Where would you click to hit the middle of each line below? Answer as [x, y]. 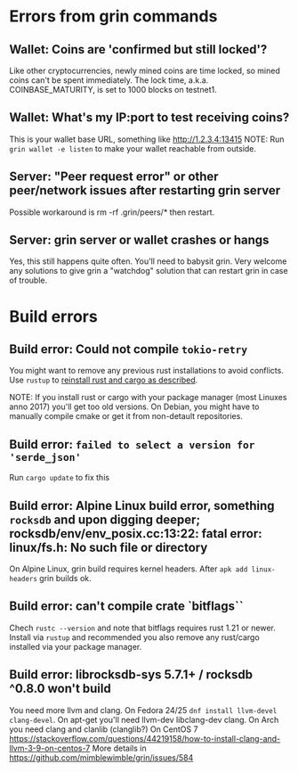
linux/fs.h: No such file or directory [109, 547]
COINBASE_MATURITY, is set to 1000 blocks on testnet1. [113, 90]
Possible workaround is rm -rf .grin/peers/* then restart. [112, 212]
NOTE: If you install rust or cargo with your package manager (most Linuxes [148, 398]
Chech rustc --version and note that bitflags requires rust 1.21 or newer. [142, 628]
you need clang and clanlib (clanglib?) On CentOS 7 [104, 729]
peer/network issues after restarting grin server [145, 190]
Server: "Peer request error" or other [114, 177]
